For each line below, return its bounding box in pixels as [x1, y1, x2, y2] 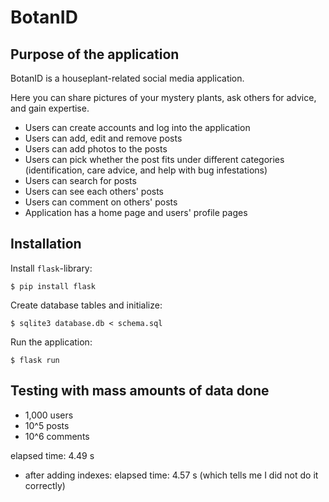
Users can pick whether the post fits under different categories [24, 154, 285, 165]
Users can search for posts [24, 175, 137, 186]
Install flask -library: [10, 262, 93, 274]
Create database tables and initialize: [10, 299, 163, 311]
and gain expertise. [10, 102, 90, 114]
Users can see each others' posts [24, 186, 164, 197]
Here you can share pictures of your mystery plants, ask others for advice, [10, 92, 317, 103]
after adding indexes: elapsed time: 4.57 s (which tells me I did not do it [24, 469, 319, 481]
